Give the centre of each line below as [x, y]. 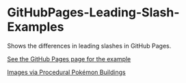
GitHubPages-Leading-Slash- [93, 13]
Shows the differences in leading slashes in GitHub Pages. [89, 46]
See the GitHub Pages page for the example [69, 59]
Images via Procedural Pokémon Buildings [66, 72]
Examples [36, 27]
